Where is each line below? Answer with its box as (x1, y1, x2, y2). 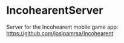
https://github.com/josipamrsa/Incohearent (6, 29, 114, 36)
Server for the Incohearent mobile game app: (6, 23, 119, 30)
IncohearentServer (6, 4, 103, 17)
